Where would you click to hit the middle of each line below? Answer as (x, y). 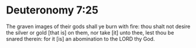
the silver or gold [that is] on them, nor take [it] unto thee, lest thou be (90, 32)
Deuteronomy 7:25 (52, 10)
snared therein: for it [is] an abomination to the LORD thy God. (80, 39)
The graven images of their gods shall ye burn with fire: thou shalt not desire (98, 26)
